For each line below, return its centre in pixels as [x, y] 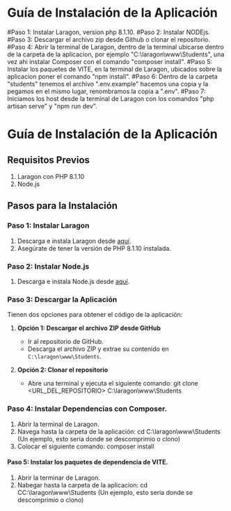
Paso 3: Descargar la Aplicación [62, 299]
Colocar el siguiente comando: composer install [86, 446]
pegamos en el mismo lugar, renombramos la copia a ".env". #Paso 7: [106, 91]
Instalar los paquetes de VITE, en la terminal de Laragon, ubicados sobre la [115, 69]
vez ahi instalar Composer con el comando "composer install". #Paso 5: [110, 61]
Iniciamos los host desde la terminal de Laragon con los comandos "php [111, 98]
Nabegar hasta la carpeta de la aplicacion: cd [82, 485]
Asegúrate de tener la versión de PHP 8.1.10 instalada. [94, 248]
